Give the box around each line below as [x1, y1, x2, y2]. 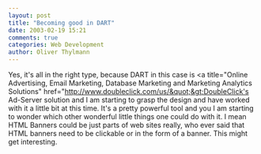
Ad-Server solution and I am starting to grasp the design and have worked [8, 96, 250, 104]
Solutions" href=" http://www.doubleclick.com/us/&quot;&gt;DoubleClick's [8, 87, 249, 96]
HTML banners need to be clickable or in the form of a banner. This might [8, 129, 248, 138]
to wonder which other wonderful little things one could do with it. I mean [8, 112, 247, 121]
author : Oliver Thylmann [8, 48, 90, 56]
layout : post [8, 11, 51, 20]
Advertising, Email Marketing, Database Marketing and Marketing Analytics [8, 78, 253, 88]
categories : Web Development [8, 41, 104, 49]
